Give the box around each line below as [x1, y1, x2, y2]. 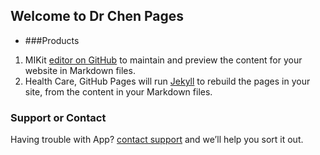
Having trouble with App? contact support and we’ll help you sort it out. [10, 134, 304, 146]
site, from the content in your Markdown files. [24, 85, 213, 98]
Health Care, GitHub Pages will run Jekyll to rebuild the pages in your [24, 75, 311, 87]
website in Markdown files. [24, 64, 136, 76]
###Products [24, 34, 80, 46]
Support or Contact [10, 110, 107, 124]
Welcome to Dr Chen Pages [10, 8, 185, 25]
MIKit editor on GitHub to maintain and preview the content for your [24, 54, 303, 66]
